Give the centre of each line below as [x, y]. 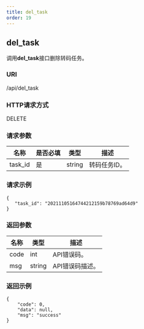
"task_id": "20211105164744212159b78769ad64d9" [76, 203]
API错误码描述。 [76, 266]
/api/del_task [23, 88]
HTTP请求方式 [28, 105]
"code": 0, [31, 304]
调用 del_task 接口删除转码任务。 [47, 58]
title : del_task [27, 12]
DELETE [17, 118]
